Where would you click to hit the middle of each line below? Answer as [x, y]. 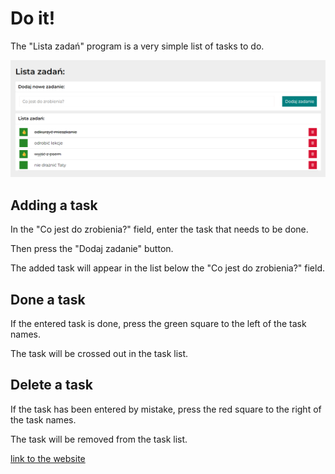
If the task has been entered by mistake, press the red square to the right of [166, 409]
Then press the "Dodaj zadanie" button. [92, 249]
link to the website [48, 458]
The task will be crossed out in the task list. [99, 354]
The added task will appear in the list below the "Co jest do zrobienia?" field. [168, 268]
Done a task [48, 299]
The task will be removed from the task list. [99, 439]
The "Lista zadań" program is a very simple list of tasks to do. [137, 46]
